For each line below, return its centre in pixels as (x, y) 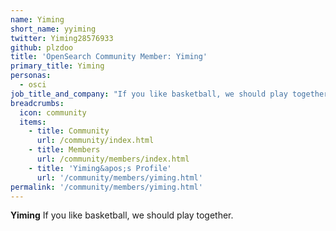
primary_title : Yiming (57, 66)
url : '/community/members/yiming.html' (119, 177)
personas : (31, 76)
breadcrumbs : (37, 103)
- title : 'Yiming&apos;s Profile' (100, 168)
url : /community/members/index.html (113, 159)
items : (33, 122)
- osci (33, 85)
